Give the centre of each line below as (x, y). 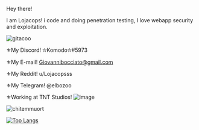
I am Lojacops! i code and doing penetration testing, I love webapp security (100, 20)
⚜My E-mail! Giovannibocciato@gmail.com (60, 62)
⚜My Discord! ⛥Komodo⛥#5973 (47, 50)
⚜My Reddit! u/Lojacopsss (39, 74)
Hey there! (19, 9)
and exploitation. (27, 27)
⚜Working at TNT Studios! (39, 97)
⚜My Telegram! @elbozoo (39, 85)
